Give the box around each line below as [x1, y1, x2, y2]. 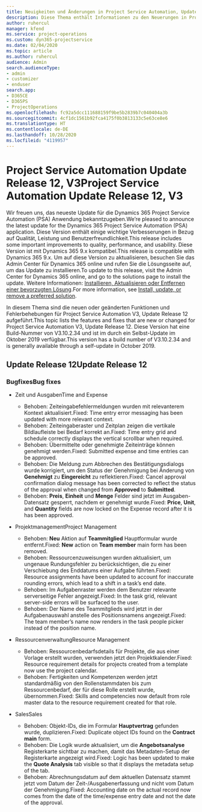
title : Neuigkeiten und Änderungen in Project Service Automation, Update [6, 8, 198, 15]
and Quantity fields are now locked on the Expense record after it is [23, 505, 192, 512]
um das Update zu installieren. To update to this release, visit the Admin [6, 266, 182, 274]
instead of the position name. [23, 624, 97, 632]
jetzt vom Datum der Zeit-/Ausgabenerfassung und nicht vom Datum [23, 780, 194, 787]
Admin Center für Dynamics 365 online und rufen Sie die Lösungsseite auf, [6, 260, 192, 267]
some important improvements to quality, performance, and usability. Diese [6, 241, 193, 248]
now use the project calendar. [23, 667, 98, 674]
